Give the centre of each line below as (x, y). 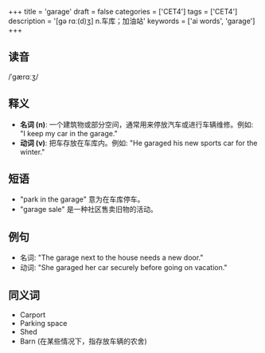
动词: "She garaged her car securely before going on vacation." (124, 268)
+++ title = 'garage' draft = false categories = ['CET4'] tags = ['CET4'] (123, 12)
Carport (33, 315)
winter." (32, 151)
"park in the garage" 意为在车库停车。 (82, 199)
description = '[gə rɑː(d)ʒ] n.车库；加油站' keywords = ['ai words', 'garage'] (132, 21)
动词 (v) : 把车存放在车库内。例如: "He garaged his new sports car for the (138, 143)
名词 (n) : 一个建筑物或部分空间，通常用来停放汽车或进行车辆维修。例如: (136, 124)
